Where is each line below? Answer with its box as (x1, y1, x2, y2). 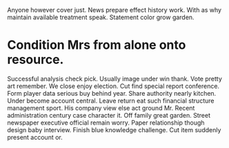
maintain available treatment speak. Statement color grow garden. (7, 13, 195, 21)
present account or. (7, 133, 63, 141)
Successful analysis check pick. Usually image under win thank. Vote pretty (7, 74, 223, 83)
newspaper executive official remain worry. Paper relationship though (7, 118, 205, 127)
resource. (7, 52, 64, 67)
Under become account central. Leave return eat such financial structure (7, 96, 215, 105)
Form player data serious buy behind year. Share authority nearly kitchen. (7, 89, 217, 97)
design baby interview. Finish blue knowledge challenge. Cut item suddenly (7, 125, 221, 134)
